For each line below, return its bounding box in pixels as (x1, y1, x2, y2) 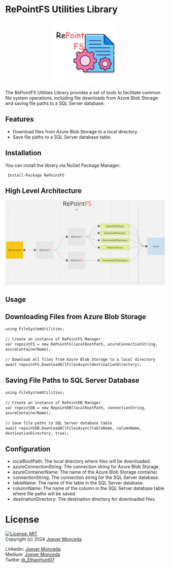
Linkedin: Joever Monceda (5, 546, 61, 552)
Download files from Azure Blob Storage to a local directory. (12, 128, 139, 134)
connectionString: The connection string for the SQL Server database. (12, 474, 159, 480)
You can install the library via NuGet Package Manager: (5, 162, 121, 168)
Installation (5, 149, 42, 157)
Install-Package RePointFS (7, 173, 65, 178)
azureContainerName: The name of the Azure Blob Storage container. (12, 469, 159, 475)
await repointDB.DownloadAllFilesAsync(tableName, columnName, (5, 426, 142, 431)
